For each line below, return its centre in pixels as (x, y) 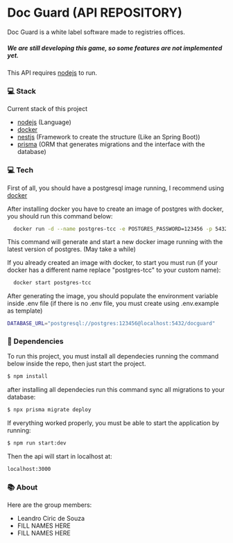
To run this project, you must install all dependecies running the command (113, 356)
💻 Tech (20, 170)
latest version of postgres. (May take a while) (72, 249)
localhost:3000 (29, 469)
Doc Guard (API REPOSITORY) (95, 13)
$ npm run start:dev (37, 443)
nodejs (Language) (44, 122)
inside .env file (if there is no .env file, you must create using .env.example (113, 304)
